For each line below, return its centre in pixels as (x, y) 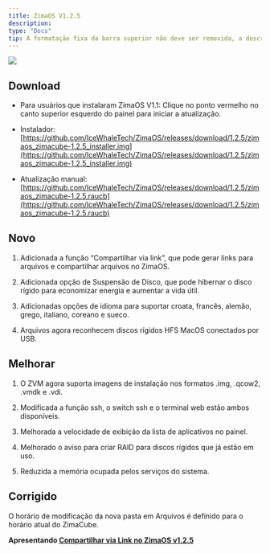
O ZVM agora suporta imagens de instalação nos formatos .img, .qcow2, (140, 383)
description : (30, 23)
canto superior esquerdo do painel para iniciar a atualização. (121, 114)
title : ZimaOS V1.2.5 (45, 16)
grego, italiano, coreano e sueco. (75, 314)
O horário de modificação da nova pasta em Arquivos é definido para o (126, 516)
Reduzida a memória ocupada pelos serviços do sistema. (115, 471)
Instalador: (38, 129)
